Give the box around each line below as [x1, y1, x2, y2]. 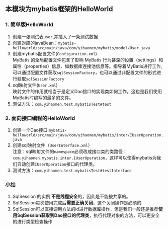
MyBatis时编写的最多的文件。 [12, 95, 74, 101]
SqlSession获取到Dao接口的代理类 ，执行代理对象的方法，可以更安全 [17, 212, 160, 218]
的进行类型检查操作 [12, 218, 53, 225]
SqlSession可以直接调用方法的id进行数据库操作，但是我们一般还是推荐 [12, 206, 158, 212]
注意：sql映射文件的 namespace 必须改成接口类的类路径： [12, 148, 127, 155]
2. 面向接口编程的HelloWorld [5, 115, 75, 122]
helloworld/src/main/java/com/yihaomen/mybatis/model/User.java [12, 45, 150, 50]
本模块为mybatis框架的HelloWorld [5, 5, 113, 14]
